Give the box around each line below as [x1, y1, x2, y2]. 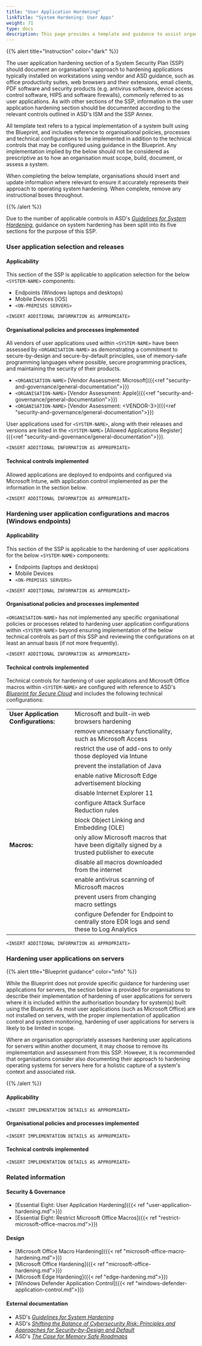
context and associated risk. [6, 1068, 76, 1076]
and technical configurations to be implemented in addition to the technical [6, 135, 192, 142]
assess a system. [6, 161, 49, 168]
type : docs [6, 25, 34, 32]
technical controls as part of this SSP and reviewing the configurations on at [6, 633, 195, 640]
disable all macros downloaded [74, 858, 162, 867]
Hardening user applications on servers [6, 955, 124, 963]
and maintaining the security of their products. [6, 365, 121, 372]
